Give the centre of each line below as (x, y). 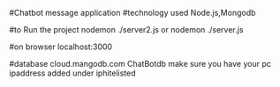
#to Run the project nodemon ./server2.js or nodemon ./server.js (126, 29)
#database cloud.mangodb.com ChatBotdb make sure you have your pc (140, 64)
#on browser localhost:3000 (61, 47)
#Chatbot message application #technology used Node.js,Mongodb (132, 13)
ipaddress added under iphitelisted (72, 73)
